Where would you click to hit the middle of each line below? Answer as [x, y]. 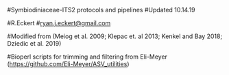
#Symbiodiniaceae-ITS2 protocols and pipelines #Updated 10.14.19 [101, 10]
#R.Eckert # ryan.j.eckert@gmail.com [59, 23]
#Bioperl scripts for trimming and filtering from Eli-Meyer [87, 57]
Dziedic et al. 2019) [34, 43]
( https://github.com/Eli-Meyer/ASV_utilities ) [68, 64]
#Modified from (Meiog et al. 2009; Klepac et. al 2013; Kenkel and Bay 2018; [115, 36]
